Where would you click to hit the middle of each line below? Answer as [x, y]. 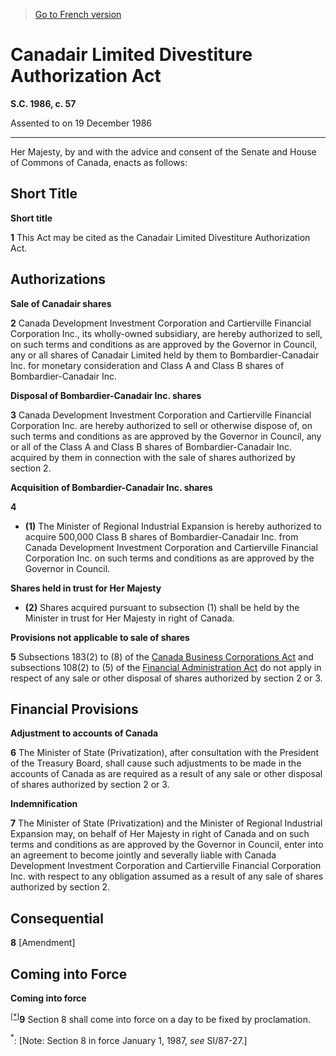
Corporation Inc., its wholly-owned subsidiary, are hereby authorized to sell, [166, 333]
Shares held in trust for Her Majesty [86, 588]
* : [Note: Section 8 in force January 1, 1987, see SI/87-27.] [129, 1039]
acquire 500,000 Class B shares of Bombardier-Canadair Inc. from [161, 536]
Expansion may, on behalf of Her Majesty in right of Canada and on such [160, 834]
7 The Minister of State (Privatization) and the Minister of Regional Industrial [166, 823]
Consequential [57, 918]
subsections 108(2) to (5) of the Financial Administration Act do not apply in [166, 667]
